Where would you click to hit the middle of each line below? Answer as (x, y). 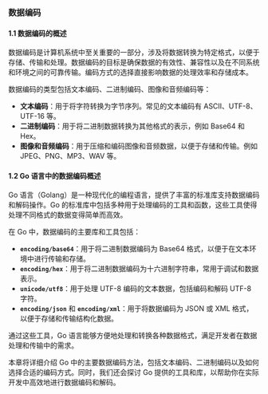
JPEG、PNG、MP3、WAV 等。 (70, 156)
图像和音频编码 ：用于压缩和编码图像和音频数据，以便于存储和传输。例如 (138, 146)
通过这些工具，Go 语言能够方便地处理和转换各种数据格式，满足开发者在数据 (133, 336)
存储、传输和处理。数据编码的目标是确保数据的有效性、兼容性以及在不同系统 (134, 62)
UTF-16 (32, 116)
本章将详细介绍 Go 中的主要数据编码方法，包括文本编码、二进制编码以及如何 (134, 362)
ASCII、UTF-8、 (230, 106)
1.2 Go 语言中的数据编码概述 (55, 175)
